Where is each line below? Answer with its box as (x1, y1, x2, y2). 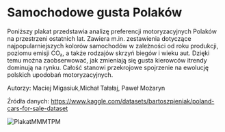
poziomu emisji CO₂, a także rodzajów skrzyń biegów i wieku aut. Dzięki (7, 49, 210, 57)
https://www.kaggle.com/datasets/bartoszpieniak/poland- (51, 97, 215, 105)
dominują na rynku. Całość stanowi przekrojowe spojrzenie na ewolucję (7, 63, 209, 71)
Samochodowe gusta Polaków (7, 5, 183, 20)
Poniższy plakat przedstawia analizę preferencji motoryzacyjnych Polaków (7, 27, 217, 35)
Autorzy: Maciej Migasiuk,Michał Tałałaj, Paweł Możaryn (7, 84, 166, 92)
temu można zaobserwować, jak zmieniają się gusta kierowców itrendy (7, 56, 207, 64)
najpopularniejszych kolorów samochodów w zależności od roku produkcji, (7, 42, 219, 50)
